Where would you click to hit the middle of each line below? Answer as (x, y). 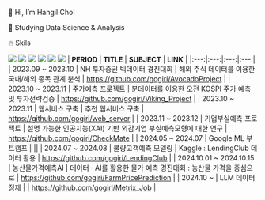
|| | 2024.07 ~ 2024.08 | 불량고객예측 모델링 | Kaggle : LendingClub (141, 148)
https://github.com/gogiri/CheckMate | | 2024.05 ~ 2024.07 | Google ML (127, 138)
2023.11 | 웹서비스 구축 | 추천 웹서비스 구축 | (76, 108)
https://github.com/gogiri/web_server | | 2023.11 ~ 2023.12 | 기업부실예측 (125, 118)
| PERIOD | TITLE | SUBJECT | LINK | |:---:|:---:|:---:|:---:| (161, 60)
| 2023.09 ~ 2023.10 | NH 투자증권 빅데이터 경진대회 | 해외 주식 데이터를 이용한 (132, 69)
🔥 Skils (20, 43)
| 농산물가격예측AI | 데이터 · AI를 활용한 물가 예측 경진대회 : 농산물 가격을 (120, 168)
